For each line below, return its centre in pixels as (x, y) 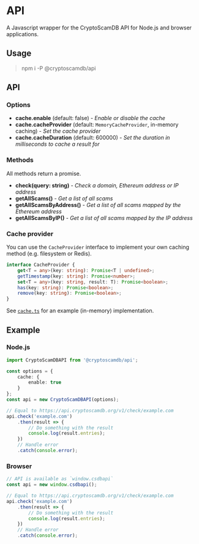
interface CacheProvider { (41, 265)
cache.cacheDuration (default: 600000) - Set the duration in (92, 138)
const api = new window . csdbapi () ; (52, 485)
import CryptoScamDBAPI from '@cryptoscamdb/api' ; (72, 360)
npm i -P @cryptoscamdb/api (58, 68)
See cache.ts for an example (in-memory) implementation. (80, 311)
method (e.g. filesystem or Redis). (49, 254)
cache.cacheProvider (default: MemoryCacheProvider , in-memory (97, 125)
